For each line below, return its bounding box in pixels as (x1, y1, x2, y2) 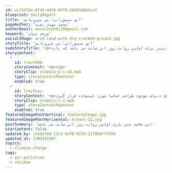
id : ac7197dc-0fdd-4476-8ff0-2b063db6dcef (5, 7, 97, 13)
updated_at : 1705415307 (5, 136, 56, 141)
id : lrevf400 (14, 60, 42, 65)
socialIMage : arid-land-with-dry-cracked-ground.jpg (5, 36, 120, 41)
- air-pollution (10, 155, 45, 160)
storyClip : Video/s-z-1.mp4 (14, 98, 74, 103)
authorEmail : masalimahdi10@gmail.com (5, 27, 88, 32)
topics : (5, 141, 22, 146)
